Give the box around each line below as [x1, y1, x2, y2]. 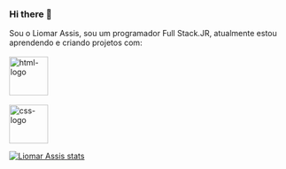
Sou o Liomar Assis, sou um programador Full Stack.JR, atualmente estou [9, 28, 277, 39]
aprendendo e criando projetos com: [9, 37, 143, 48]
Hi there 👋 [9, 8, 53, 20]
